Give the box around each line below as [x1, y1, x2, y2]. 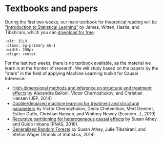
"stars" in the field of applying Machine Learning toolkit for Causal [5, 70, 138, 76]
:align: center [5, 52, 36, 56]
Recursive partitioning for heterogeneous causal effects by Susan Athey [12, 116, 157, 122]
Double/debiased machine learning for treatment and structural [12, 100, 140, 106]
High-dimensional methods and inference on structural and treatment [12, 85, 152, 90]
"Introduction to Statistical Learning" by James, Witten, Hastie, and [5, 24, 140, 30]
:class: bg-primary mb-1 [5, 43, 56, 48]
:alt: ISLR [5, 38, 27, 44]
